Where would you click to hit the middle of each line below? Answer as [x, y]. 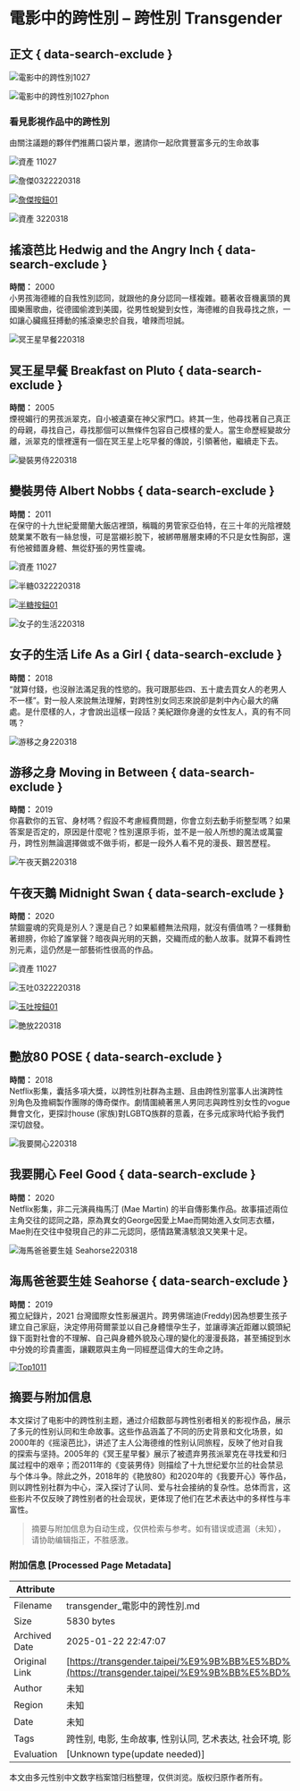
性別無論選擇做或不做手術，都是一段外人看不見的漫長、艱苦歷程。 [154, 843]
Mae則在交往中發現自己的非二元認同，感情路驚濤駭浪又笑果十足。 [131, 1231]
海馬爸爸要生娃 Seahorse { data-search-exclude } [149, 1281]
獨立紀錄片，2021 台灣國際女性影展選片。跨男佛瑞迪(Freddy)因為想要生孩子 [148, 1315]
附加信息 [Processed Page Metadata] [90, 1566]
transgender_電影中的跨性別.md [133, 1606]
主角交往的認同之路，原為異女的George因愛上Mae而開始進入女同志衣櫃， [144, 1220]
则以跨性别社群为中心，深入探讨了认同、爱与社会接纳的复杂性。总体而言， [146, 1487]
